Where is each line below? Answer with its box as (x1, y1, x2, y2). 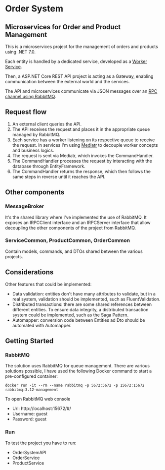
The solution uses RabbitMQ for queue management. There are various (5, 363, 150, 369)
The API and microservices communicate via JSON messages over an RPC (5, 88, 158, 94)
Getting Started (5, 337, 54, 345)
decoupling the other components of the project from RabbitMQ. (5, 225, 136, 231)
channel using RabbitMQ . (5, 94, 56, 99)
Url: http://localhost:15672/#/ (12, 406, 72, 411)
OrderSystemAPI (12, 449, 47, 455)
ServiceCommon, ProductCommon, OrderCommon (5, 237, 130, 244)
